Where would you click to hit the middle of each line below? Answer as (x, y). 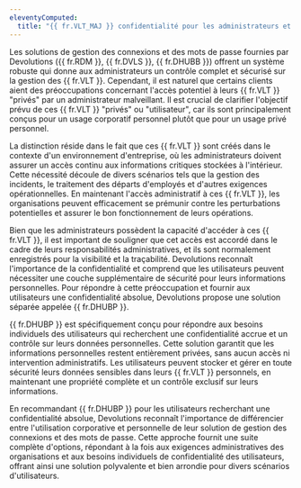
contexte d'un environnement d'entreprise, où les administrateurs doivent (145, 155)
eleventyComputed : (44, 18)
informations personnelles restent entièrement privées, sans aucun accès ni (150, 353)
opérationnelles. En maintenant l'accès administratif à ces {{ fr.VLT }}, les (145, 194)
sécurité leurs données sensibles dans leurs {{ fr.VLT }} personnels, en (140, 372)
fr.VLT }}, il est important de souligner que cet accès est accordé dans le (144, 239)
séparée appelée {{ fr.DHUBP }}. (69, 306)
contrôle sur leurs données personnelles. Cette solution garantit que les (142, 343)
